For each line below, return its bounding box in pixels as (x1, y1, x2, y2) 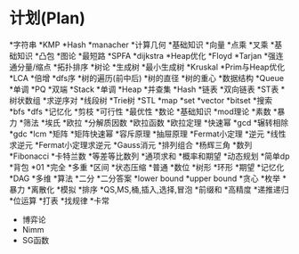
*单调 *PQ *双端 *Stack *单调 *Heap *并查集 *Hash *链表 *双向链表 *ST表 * (9, 84, 286, 94)
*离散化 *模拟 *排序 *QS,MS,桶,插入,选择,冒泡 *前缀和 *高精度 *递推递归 (26, 184, 289, 194)
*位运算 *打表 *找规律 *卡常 (9, 195, 109, 206)
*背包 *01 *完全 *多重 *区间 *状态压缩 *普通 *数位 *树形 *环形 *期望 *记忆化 (9, 161, 285, 172)
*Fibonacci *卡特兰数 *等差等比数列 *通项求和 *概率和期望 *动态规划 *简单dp (9, 151, 291, 161)
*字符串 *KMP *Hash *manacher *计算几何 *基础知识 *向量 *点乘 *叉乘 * (9, 39, 275, 50)
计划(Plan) (9, 8, 86, 29)
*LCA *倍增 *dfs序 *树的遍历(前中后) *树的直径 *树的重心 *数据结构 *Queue (9, 72, 285, 83)
